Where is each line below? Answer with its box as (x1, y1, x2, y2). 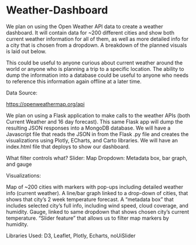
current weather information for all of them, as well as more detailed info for (6, 35, 189, 42)
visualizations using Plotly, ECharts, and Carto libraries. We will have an (6, 137, 178, 144)
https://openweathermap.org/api (6, 100, 85, 107)
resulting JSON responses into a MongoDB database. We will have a (6, 124, 171, 131)
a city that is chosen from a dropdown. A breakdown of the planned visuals (6, 42, 187, 49)
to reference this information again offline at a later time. (6, 77, 142, 85)
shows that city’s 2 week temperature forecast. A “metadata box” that (6, 196, 174, 203)
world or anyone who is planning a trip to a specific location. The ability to (6, 65, 184, 72)
